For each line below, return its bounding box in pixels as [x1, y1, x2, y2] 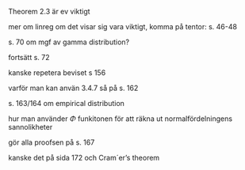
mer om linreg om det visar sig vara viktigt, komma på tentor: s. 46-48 [8, 22, 238, 31]
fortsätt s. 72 [8, 53, 50, 62]
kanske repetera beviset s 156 [8, 68, 106, 77]
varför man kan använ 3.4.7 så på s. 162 [8, 83, 139, 93]
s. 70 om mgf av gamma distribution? [8, 37, 130, 47]
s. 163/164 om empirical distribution [8, 99, 125, 108]
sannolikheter [8, 123, 53, 131]
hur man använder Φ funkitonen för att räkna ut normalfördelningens [8, 114, 232, 123]
